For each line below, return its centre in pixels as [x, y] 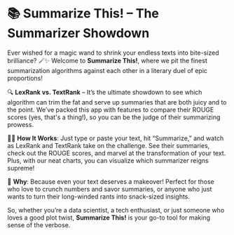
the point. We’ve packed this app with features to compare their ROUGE [111, 109]
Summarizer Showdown [78, 33]
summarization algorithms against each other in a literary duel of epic [108, 70]
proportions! [25, 78]
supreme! [21, 168]
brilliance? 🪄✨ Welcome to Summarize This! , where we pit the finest [108, 60]
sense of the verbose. [39, 224]
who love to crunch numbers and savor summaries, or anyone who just [110, 189]
